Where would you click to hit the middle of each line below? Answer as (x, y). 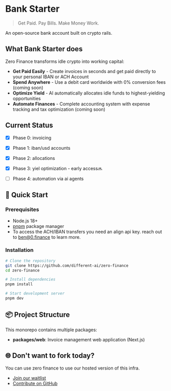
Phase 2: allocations (34, 158)
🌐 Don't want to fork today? (50, 356)
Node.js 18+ (25, 221)
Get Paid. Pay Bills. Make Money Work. (58, 23)
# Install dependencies (31, 280)
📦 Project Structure (38, 315)
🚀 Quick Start (27, 195)
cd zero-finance (22, 270)
